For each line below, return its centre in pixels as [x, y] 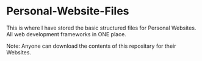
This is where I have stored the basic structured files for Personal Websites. [101, 28]
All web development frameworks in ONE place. [66, 34]
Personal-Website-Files [68, 11]
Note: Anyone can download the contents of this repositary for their [91, 46]
